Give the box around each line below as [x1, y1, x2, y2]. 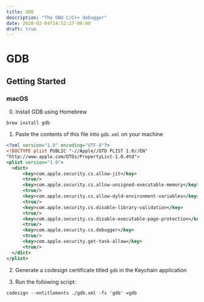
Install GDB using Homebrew [15, 108, 87, 115]
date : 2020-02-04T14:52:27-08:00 [6, 20, 91, 26]
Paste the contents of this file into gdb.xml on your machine [15, 131, 163, 138]
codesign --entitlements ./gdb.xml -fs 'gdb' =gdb [6, 290, 137, 296]
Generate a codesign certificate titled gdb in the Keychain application [15, 266, 187, 273]
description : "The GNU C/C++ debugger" [6, 15, 107, 21]
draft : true [6, 26, 36, 32]
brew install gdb [6, 120, 50, 126]
